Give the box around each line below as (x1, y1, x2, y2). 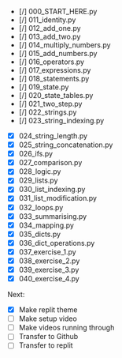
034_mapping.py (18, 220, 74, 230)
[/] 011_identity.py (18, 15, 76, 24)
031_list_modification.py (18, 194, 98, 203)
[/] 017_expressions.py (18, 66, 91, 74)
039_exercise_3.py (18, 265, 79, 274)
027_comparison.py (18, 158, 83, 168)
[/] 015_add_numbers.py (18, 49, 98, 58)
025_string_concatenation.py (18, 140, 113, 149)
